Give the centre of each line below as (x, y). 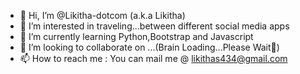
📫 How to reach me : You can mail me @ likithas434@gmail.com (153, 58)
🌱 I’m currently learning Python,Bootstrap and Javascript (136, 36)
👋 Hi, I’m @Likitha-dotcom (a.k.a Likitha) (102, 15)
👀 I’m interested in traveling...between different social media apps (154, 26)
